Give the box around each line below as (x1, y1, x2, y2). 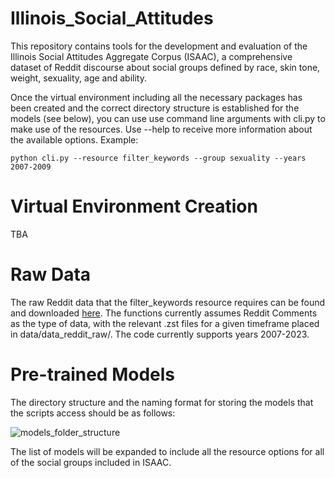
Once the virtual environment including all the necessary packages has (10, 91, 303, 103)
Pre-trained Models (10, 363, 176, 386)
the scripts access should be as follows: (10, 407, 176, 419)
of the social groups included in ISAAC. (10, 456, 172, 468)
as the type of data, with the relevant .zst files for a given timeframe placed (10, 317, 320, 329)
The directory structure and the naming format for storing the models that (10, 396, 314, 408)
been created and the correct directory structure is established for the (10, 102, 300, 114)
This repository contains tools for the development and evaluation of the (10, 40, 308, 52)
